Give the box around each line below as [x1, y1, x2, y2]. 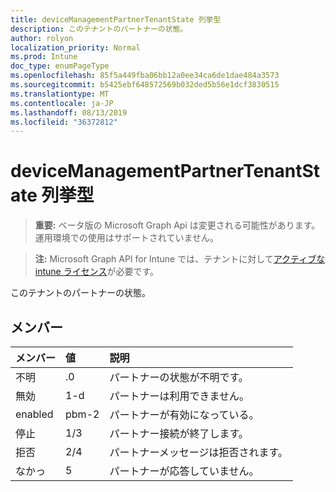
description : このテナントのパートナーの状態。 [10, 24, 188, 34]
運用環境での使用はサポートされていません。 [34, 232, 219, 244]
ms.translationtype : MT [10, 89, 110, 99]
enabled [15, 407, 54, 421]
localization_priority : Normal [10, 42, 141, 53]
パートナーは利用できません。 [109, 389, 250, 403]
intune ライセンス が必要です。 [34, 266, 160, 278]
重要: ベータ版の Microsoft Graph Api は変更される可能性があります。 [34, 219, 321, 231]
